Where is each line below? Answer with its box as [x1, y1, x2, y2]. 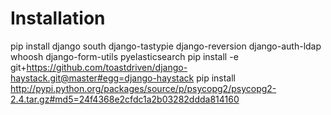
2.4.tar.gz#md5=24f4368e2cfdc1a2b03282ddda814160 [10, 93, 240, 105]
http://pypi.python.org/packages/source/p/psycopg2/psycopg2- [10, 82, 277, 94]
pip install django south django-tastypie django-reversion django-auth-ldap [10, 40, 322, 52]
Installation [10, 7, 106, 30]
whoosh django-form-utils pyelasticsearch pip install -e [10, 50, 239, 62]
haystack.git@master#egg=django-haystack [10, 72, 195, 84]
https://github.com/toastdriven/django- [26, 61, 188, 73]
